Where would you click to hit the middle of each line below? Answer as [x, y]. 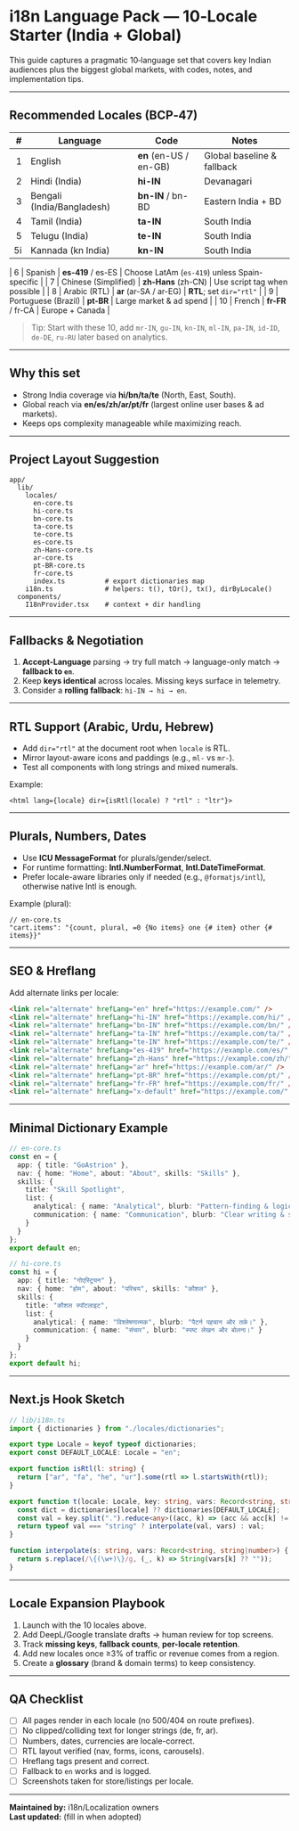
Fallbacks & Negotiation [77, 640]
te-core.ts [53, 535]
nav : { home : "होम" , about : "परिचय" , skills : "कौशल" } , [118, 1289]
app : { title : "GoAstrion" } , [73, 1165]
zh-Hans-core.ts [63, 550]
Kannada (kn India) [70, 250]
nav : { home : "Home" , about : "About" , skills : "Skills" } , [129, 1173]
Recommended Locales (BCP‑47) [104, 115]
